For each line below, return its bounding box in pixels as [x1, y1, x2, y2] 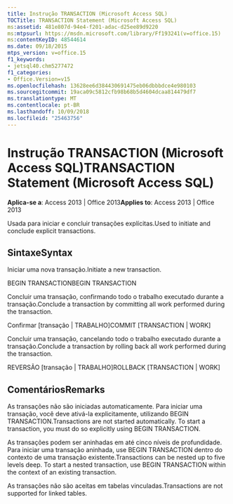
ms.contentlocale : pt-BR [7, 102, 80, 109]
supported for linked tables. [7, 489, 88, 498]
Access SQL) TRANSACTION [7, 159, 175, 175]
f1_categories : [7, 69, 52, 76]
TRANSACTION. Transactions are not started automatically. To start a [7, 417, 206, 425]
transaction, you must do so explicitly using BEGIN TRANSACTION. [7, 425, 201, 433]
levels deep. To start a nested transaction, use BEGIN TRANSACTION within [7, 460, 226, 469]
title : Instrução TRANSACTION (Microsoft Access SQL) [7, 10, 168, 18]
